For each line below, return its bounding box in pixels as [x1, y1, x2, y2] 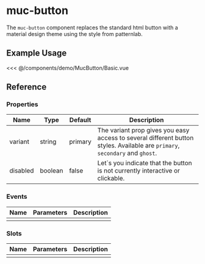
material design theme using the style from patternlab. [6, 30, 143, 37]
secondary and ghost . [97, 149, 157, 157]
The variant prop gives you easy [97, 126, 190, 135]
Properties [6, 100, 38, 109]
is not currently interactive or [97, 166, 180, 175]
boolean [39, 166, 63, 175]
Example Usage [6, 48, 67, 59]
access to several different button [97, 134, 194, 142]
